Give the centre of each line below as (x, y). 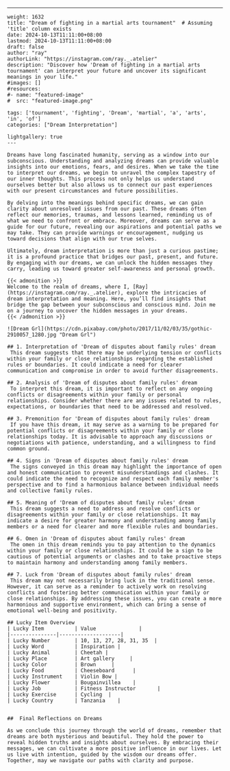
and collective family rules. (50, 491)
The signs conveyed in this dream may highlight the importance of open (116, 467)
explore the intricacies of (166, 293)
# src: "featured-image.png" (50, 101)
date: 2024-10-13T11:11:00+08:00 (55, 35)
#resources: (24, 89)
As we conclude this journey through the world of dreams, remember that (115, 731)
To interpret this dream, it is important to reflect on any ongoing (111, 389)
